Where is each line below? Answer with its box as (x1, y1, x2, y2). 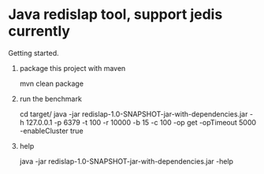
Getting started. (8, 48, 59, 57)
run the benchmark (19, 94, 83, 103)
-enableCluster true (19, 126, 84, 135)
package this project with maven (19, 63, 126, 72)
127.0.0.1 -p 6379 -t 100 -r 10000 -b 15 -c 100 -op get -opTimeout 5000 (26, 117, 257, 127)
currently (8, 22, 71, 40)
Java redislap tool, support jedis (8, 6, 223, 24)
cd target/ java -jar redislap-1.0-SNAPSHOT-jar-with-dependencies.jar (19, 109, 248, 119)
